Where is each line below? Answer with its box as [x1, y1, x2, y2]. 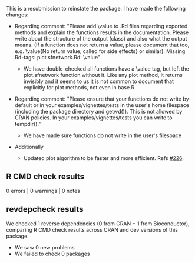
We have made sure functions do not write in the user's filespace [23, 132, 182, 139]
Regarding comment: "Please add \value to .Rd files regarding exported [14, 23, 188, 29]
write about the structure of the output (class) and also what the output [14, 35, 187, 42]
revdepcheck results [6, 204, 84, 214]
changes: [6, 11, 29, 18]
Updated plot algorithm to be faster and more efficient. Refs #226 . [23, 155, 184, 161]
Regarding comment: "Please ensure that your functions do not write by [14, 95, 190, 102]
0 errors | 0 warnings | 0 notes [6, 187, 81, 194]
